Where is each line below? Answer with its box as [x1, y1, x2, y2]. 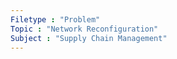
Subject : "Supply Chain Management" [10, 33, 168, 43]
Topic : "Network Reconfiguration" [10, 24, 159, 34]
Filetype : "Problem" [10, 14, 101, 25]
